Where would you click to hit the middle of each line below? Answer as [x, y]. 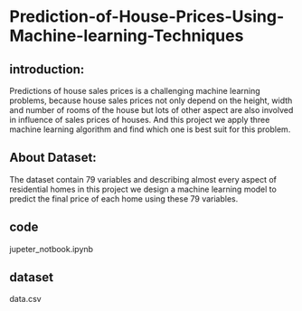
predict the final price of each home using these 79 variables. [124, 198]
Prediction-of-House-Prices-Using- [147, 17]
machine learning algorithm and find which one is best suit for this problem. [150, 129]
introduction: [47, 69]
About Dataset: [53, 158]
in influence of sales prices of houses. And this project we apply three [140, 120]
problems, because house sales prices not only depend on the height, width [151, 100]
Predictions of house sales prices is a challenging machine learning [135, 91]
